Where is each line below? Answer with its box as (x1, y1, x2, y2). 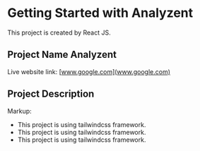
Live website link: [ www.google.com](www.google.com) (7, 67, 171, 75)
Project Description (7, 88, 95, 100)
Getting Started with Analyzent (7, 5, 194, 21)
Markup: (7, 107, 32, 115)
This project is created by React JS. (7, 28, 111, 37)
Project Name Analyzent (7, 49, 117, 61)
